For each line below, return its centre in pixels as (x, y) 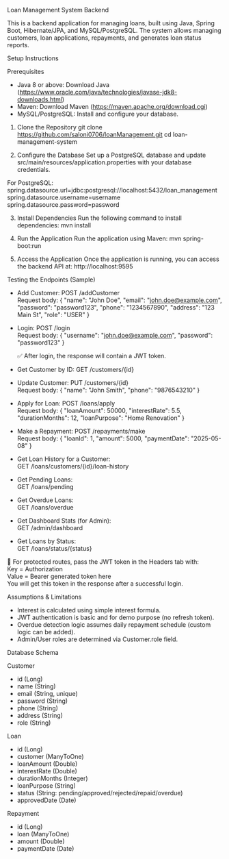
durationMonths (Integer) (52, 778)
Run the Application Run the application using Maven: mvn (99, 238)
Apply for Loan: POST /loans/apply (66, 403)
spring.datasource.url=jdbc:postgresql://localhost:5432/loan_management (112, 190)
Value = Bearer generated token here (59, 576)
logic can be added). (46, 632)
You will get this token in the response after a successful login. (95, 584)
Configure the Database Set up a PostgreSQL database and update (111, 155)
